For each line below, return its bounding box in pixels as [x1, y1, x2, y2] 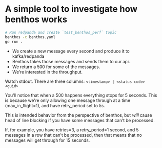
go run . [5, 39, 23, 44]
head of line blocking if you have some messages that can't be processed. [5, 117, 155, 123]
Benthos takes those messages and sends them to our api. [12, 58, 130, 64]
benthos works [5, 14, 67, 25]
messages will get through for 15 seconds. [5, 137, 90, 143]
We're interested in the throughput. [12, 69, 83, 74]
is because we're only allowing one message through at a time [5, 97, 131, 103]
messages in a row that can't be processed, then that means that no [5, 132, 142, 138]
